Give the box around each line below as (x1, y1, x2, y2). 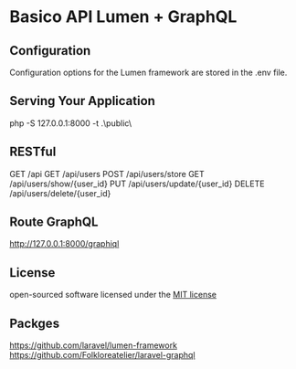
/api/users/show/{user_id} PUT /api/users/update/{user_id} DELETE (9, 178, 265, 189)
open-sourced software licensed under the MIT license (9, 290, 217, 300)
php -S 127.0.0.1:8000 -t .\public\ (9, 117, 132, 129)
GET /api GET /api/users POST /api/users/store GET (9, 168, 206, 179)
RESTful (9, 144, 57, 160)
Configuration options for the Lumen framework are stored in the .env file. (9, 67, 288, 78)
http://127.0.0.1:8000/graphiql (9, 238, 120, 249)
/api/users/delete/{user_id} (9, 187, 111, 198)
